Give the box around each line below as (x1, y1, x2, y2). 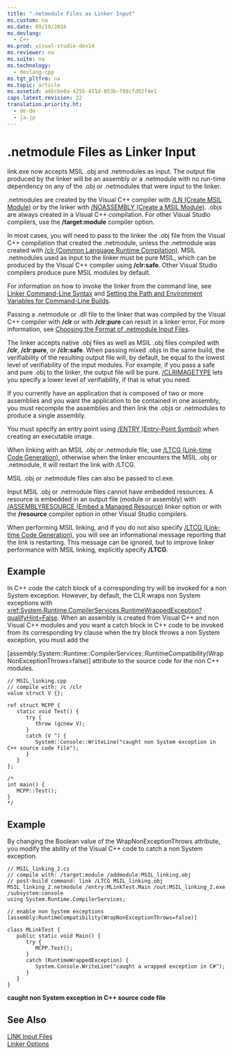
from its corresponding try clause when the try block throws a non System (7, 628, 220, 637)
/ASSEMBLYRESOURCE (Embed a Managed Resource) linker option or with (7, 502, 223, 510)
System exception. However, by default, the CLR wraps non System (7, 591, 200, 600)
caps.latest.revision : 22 (7, 95, 82, 102)
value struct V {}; (7, 690, 64, 697)
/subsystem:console (7, 890, 64, 897)
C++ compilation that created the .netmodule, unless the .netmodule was (7, 238, 217, 247)
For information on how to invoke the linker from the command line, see (7, 282, 212, 290)
